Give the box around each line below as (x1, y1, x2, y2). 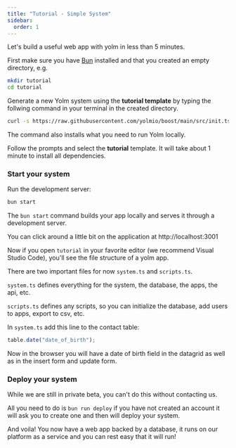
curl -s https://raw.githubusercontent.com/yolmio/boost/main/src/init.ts (7, 117, 231, 125)
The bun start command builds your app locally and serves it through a (7, 212, 215, 220)
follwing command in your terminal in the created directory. (7, 104, 179, 113)
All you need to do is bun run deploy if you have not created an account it (7, 404, 220, 412)
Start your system (7, 169, 70, 179)
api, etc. (7, 288, 31, 297)
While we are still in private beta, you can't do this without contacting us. (7, 390, 218, 399)
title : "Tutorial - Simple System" (7, 10, 112, 18)
